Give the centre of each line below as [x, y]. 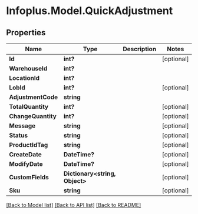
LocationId [24, 78]
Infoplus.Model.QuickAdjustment [90, 11]
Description [140, 49]
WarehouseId [28, 68]
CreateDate [26, 154]
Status [19, 135]
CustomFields [29, 177]
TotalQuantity [29, 107]
